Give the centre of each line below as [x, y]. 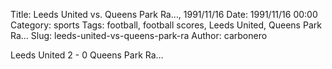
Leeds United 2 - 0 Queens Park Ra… [87, 55]
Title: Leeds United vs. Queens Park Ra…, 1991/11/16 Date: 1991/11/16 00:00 [164, 14]
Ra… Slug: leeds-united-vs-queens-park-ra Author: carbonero [139, 35]
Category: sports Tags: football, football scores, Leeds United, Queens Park [166, 25]
